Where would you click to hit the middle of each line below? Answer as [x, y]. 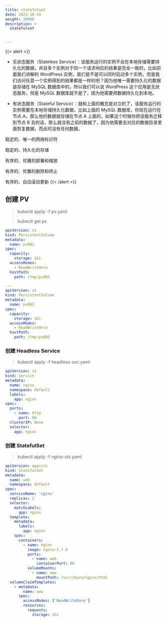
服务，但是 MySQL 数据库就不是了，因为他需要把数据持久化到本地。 [87, 93]
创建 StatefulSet [25, 445]
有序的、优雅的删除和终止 [31, 171]
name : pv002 [22, 305]
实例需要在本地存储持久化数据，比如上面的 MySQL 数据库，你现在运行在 [86, 110]
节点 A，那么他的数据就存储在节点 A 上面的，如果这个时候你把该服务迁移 [87, 116]
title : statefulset [25, 10]
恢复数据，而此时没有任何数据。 [50, 129]
